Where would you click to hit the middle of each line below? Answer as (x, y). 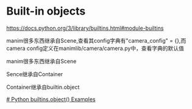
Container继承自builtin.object (43, 87)
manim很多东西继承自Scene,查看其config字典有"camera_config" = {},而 (96, 40)
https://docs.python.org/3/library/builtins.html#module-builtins (85, 28)
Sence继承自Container (35, 74)
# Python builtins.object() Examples (51, 99)
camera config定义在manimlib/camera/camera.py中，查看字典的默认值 (95, 48)
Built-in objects (46, 11)
